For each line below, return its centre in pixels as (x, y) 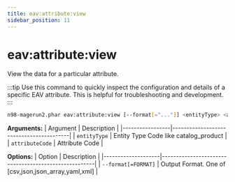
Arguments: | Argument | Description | (63, 128)
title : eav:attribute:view (47, 14)
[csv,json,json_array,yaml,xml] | (52, 172)
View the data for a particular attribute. (63, 74)
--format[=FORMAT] (129, 165)
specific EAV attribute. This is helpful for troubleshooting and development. (115, 95)
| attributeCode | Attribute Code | (55, 143)
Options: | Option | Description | (54, 157)
